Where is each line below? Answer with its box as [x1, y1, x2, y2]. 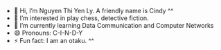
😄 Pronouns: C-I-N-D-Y [13, 28, 83, 37]
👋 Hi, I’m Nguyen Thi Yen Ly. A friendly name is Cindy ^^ [13, 7, 174, 15]
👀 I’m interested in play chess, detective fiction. [13, 14, 149, 22]
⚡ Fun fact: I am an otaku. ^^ [13, 37, 95, 44]
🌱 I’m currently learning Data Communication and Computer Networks [13, 22, 214, 29]
